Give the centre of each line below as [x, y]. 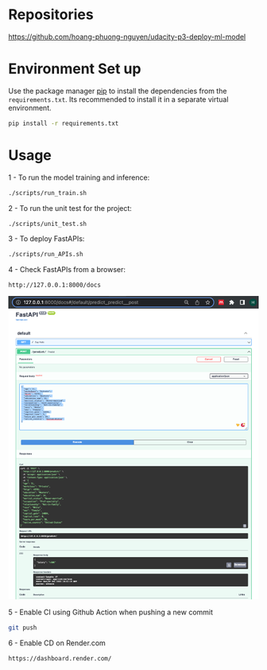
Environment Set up [75, 69]
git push [23, 627]
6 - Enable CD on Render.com [57, 643]
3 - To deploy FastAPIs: [46, 239]
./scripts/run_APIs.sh [46, 255]
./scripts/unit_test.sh [48, 224]
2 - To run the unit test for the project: [70, 208]
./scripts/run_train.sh [48, 193]
